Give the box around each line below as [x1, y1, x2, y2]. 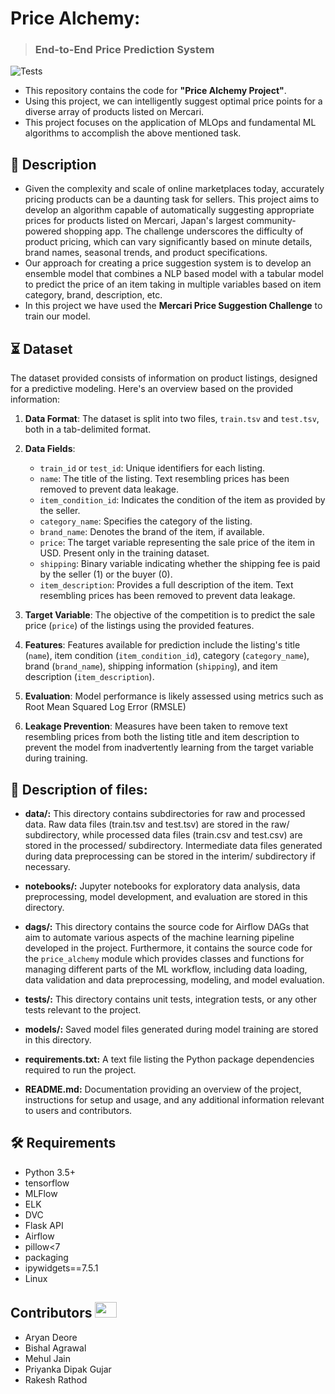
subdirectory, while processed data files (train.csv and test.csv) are [24, 828, 303, 841]
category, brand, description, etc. [24, 289, 163, 301]
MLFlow [24, 1187, 58, 1199]
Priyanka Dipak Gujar [24, 1363, 112, 1375]
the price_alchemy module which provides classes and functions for [24, 952, 305, 964]
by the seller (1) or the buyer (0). [39, 568, 173, 581]
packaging [24, 1251, 69, 1263]
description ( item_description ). [24, 671, 155, 683]
